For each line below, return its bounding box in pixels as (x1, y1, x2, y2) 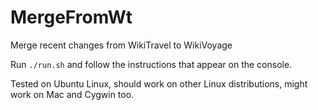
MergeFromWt (10, 6, 133, 29)
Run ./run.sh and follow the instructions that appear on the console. (10, 58, 293, 70)
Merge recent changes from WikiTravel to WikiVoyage (10, 39, 233, 51)
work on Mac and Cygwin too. (10, 88, 135, 100)
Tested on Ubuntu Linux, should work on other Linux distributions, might (10, 77, 308, 90)
